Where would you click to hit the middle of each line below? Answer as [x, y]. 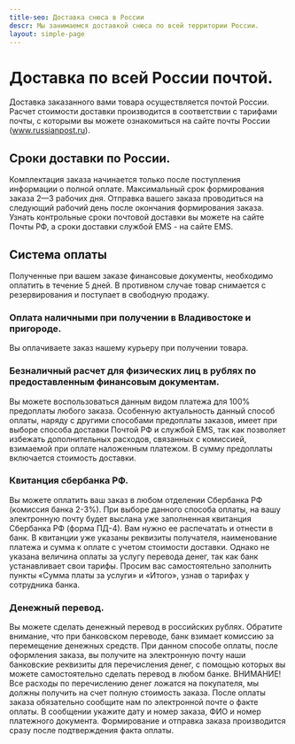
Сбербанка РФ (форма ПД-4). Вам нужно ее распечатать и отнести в [141, 528]
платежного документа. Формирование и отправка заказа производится [147, 721]
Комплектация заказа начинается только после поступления [125, 180]
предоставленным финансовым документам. [114, 382]
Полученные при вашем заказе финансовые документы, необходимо [141, 275]
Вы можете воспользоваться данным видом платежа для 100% [130, 401]
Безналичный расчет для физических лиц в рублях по [133, 371]
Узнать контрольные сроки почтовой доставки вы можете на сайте [137, 217]
